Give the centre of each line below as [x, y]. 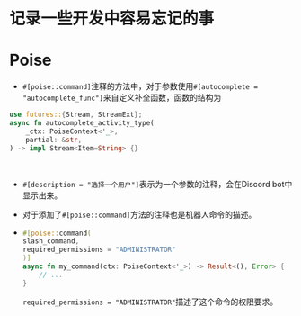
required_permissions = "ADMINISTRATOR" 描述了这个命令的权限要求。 [150, 302]
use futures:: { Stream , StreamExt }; [76, 115]
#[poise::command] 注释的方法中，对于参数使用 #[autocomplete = [140, 86]
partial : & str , [54, 140]
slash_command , [51, 241]
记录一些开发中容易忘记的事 [112, 18]
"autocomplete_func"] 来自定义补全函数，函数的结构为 [122, 98]
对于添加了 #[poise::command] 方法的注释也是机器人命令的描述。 [139, 214]
